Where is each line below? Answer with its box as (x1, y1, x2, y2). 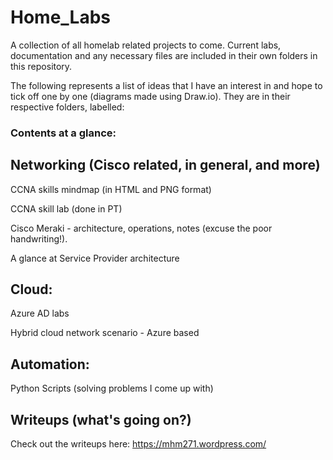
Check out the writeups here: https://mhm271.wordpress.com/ (10, 438, 267, 450)
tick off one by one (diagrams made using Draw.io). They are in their (10, 90, 291, 102)
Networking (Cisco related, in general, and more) (10, 157, 321, 174)
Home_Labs (10, 6, 112, 29)
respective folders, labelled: (10, 101, 125, 113)
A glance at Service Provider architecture (10, 252, 180, 264)
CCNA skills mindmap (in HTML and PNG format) (10, 183, 212, 195)
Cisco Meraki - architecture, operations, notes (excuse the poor (10, 222, 273, 234)
